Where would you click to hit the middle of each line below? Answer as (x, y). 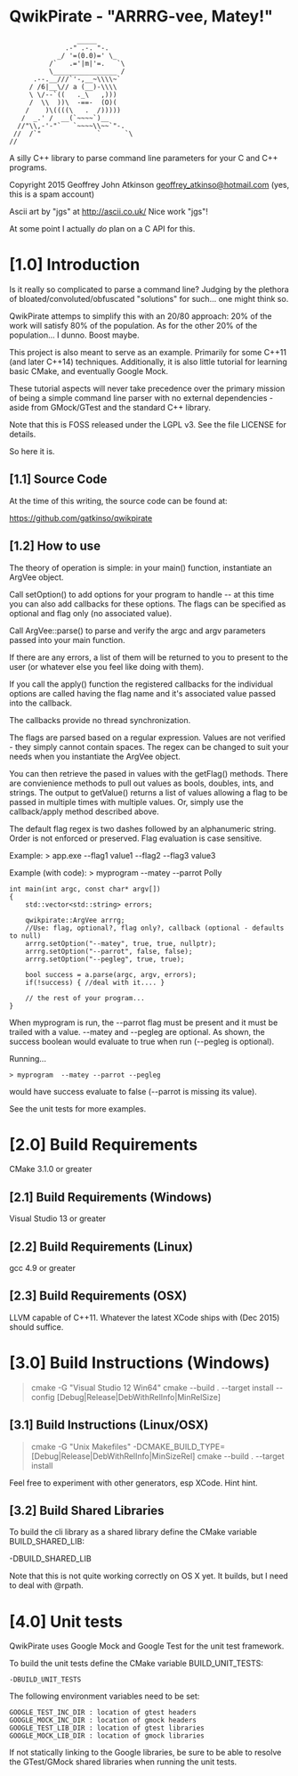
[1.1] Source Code (58, 480)
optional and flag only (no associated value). (90, 613)
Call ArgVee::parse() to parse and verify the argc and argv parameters (137, 631)
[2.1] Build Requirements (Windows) (111, 1197)
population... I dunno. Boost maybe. (74, 335)
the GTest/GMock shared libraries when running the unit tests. (123, 1762)
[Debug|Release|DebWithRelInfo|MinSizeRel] (113, 1456)
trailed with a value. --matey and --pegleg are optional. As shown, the (137, 1031)
